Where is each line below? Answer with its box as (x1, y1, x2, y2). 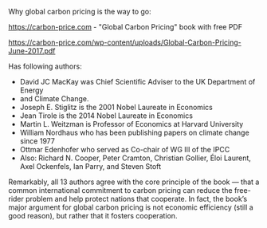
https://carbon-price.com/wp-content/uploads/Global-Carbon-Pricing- (8, 37, 241, 47)
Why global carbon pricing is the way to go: (8, 7, 151, 16)
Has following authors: (8, 61, 82, 71)
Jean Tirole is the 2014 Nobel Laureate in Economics (19, 111, 194, 120)
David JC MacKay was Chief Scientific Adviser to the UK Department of (19, 77, 256, 86)
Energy (19, 85, 44, 95)
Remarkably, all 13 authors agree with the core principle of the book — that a (8, 177, 260, 187)
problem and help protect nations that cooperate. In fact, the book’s (25, 195, 248, 203)
